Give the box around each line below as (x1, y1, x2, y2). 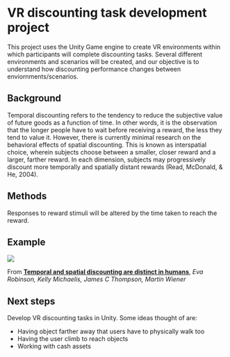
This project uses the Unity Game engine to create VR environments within (7, 42, 221, 51)
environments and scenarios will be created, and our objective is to (7, 57, 199, 65)
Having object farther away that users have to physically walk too (17, 327, 205, 335)
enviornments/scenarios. (7, 72, 79, 81)
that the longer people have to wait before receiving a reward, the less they (7, 125, 222, 134)
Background (7, 93, 61, 104)
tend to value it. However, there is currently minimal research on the (7, 133, 202, 141)
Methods (7, 190, 47, 203)
